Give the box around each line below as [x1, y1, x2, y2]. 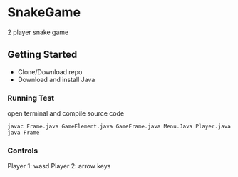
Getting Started [7, 49, 78, 61]
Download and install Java [17, 75, 95, 84]
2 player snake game [7, 28, 69, 36]
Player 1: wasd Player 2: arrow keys [7, 162, 111, 171]
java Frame [7, 129, 40, 136]
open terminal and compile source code [7, 109, 125, 118]
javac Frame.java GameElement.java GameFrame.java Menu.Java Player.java [7, 123, 232, 131]
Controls [7, 146, 38, 156]
